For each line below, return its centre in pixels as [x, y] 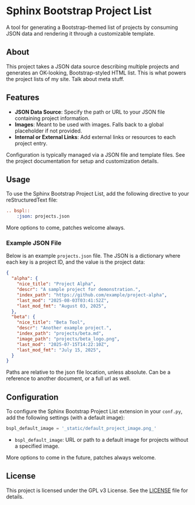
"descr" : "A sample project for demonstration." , [79, 290]
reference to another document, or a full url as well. [68, 378]
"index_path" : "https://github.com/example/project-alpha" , [92, 295]
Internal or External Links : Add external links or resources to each [95, 137]
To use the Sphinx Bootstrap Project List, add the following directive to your [98, 194]
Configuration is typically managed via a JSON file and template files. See [96, 154]
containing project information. [52, 118]
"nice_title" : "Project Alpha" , [56, 284]
